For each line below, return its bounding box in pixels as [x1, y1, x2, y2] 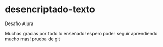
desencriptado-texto [5, 4, 95, 15]
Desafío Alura [5, 20, 34, 27]
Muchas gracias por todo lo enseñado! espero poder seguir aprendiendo [5, 30, 158, 36]
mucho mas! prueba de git [5, 36, 60, 42]
